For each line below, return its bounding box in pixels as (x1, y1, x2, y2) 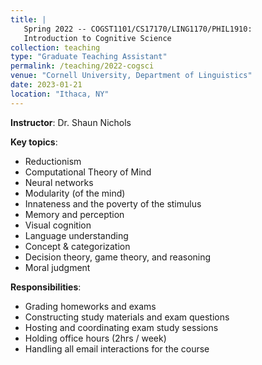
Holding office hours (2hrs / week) (24, 332, 167, 344)
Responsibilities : (10, 281, 82, 293)
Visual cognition (24, 219, 92, 231)
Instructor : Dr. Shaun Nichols (10, 116, 132, 128)
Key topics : (10, 136, 58, 148)
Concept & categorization (24, 240, 131, 252)
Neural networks (24, 176, 94, 188)
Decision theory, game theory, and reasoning (24, 251, 212, 263)
